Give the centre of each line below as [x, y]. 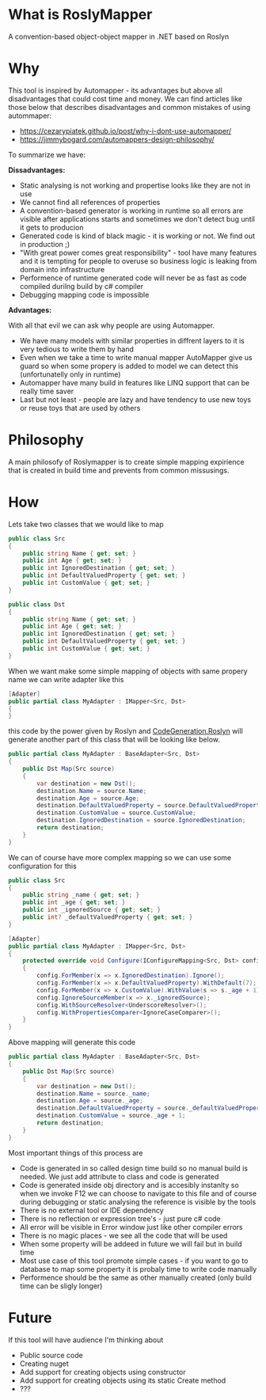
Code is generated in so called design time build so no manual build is [133, 1168]
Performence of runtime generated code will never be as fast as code [133, 278]
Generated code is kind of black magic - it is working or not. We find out [137, 236]
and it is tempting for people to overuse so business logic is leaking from [138, 261]
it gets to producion [51, 227]
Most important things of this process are [76, 1152]
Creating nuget [44, 1364]
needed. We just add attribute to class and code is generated [119, 1176]
